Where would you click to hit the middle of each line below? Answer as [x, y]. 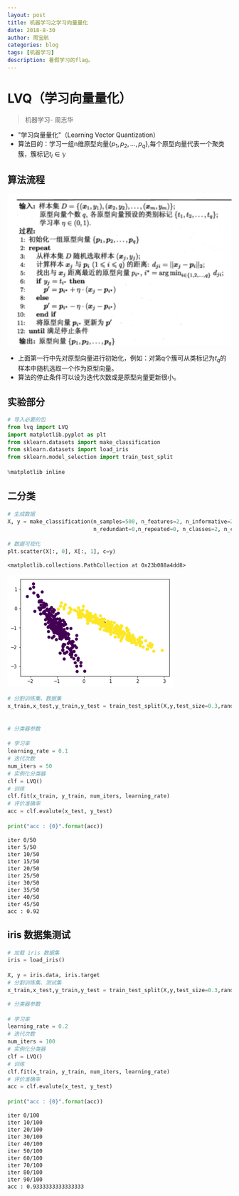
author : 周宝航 [28, 38]
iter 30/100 [25, 1137]
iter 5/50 [22, 847]
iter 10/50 [23, 854]
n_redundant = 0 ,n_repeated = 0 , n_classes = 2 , [157, 529]
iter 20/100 [25, 1130]
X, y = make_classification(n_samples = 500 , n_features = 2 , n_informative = [119, 521]
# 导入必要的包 [27, 419]
